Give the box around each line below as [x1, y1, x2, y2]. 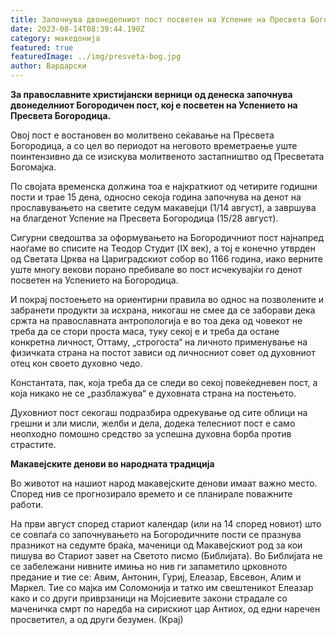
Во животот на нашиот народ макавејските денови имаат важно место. [10, 477, 318, 489]
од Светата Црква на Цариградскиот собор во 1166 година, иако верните [10, 253, 323, 265]
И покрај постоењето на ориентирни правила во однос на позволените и [10, 294, 325, 305]
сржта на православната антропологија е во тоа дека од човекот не [10, 315, 303, 326]
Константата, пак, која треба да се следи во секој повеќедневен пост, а [10, 377, 318, 388]
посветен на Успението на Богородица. [10, 274, 179, 286]
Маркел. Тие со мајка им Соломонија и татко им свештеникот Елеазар [10, 582, 314, 593]
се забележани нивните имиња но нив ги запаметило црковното [10, 561, 288, 572]
